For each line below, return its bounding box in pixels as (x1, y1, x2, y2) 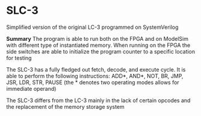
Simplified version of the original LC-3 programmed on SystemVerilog (6, 23, 179, 31)
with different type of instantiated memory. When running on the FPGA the (6, 41, 191, 49)
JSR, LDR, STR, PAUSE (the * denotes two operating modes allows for (6, 79, 179, 86)
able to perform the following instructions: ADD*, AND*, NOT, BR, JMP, (6, 72, 184, 79)
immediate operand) (6, 85, 57, 92)
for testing (6, 54, 32, 61)
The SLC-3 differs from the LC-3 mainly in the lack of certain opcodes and (6, 97, 191, 104)
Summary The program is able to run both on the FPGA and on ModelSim (6, 35, 188, 42)
